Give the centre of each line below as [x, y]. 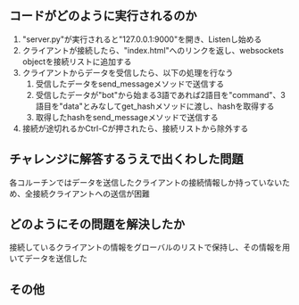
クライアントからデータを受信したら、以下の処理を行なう [128, 72]
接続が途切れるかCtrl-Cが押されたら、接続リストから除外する [135, 128]
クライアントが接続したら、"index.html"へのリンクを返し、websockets [153, 50]
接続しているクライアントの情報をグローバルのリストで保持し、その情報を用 [149, 247]
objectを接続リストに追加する [77, 62]
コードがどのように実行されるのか [103, 16]
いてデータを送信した [48, 259]
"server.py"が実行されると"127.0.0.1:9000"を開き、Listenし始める [142, 39]
